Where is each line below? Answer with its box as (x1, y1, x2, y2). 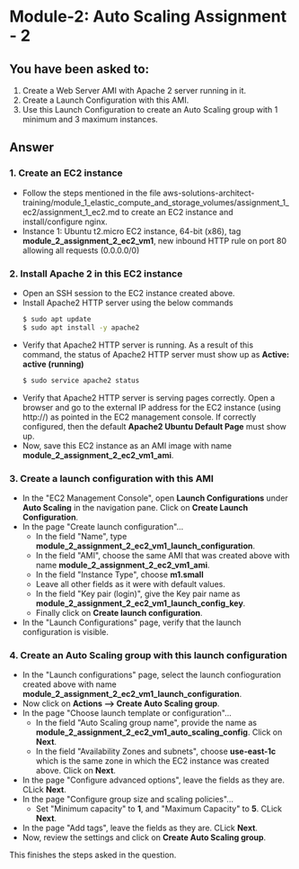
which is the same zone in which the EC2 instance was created (35, 756, 269, 766)
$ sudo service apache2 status (22, 376, 140, 385)
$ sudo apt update (22, 314, 92, 323)
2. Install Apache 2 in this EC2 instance (9, 267, 183, 280)
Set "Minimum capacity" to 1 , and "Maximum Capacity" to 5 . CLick (35, 803, 283, 814)
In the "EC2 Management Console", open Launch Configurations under (22, 493, 289, 503)
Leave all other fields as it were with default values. (35, 578, 226, 589)
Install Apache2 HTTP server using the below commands (22, 297, 233, 308)
